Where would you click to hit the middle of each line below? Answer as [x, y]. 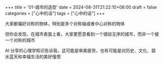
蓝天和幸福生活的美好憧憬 [35, 57]
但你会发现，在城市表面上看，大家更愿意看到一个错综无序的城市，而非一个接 [82, 34]
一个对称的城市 [20, 40]
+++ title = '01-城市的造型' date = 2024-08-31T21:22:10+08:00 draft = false [81, 7]
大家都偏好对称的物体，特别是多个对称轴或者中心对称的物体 [65, 24]
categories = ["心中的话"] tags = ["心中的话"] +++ [55, 13]
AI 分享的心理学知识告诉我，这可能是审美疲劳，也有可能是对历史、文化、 [78, 51]
